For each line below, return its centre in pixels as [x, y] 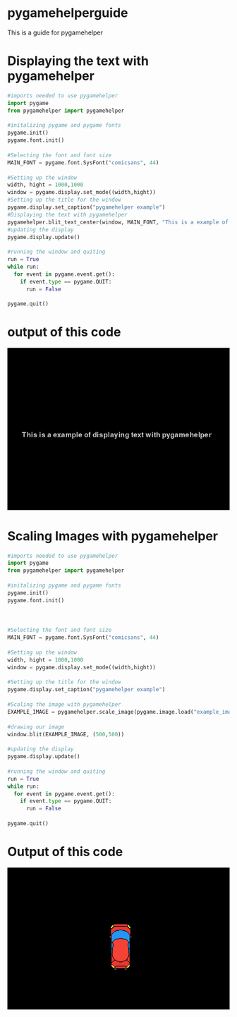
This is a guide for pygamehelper [55, 32]
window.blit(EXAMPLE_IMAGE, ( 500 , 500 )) [66, 734]
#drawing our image [36, 727]
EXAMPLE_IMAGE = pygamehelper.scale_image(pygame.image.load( [101, 712]
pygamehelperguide [68, 13]
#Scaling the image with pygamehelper [64, 705]
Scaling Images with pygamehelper [113, 536]
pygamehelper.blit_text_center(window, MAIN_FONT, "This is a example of [118, 222]
